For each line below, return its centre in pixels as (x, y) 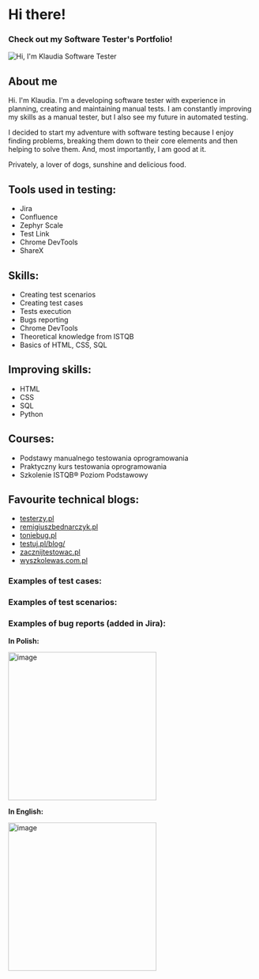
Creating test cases (51, 303)
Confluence (39, 217)
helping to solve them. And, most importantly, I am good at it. (107, 149)
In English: (26, 811)
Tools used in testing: (62, 189)
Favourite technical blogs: (74, 499)
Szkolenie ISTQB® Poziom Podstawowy (84, 474)
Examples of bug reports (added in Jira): (87, 624)
